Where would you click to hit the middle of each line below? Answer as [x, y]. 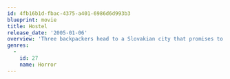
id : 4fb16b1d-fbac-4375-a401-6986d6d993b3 [69, 13]
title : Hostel [28, 26]
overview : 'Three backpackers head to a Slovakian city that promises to [115, 39]
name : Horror [38, 65]
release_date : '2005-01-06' [48, 33]
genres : [18, 45]
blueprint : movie [32, 20]
